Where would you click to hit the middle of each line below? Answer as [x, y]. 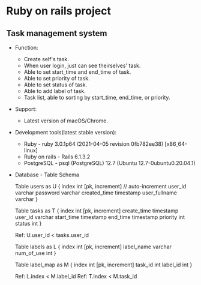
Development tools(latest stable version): [66, 132]
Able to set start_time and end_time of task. [77, 72]
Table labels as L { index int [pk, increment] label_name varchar [93, 247]
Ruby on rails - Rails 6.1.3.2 [57, 157]
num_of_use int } [35, 253]
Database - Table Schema [47, 175]
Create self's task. [46, 59]
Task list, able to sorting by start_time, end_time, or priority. [97, 97]
